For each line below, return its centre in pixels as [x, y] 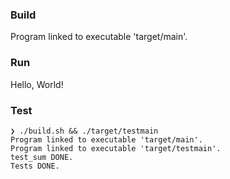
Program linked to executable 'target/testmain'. [116, 148]
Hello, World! [37, 84]
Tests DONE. [35, 166]
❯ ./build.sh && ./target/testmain [84, 131]
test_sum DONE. [42, 157]
